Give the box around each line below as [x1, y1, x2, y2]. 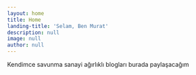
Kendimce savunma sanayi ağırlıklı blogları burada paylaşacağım [7, 61, 190, 68]
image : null [7, 35, 41, 42]
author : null [7, 42, 45, 48]
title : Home [7, 16, 41, 23]
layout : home [7, 10, 45, 17]
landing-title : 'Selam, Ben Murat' [7, 22, 109, 29]
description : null [7, 29, 60, 36]
